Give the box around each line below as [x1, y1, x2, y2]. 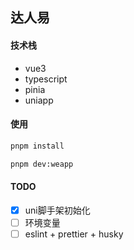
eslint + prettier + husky [24, 228, 124, 240]
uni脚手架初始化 [24, 204, 91, 216]
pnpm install [10, 141, 65, 151]
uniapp [24, 94, 54, 106]
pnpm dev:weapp [10, 159, 74, 169]
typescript [24, 73, 68, 85]
